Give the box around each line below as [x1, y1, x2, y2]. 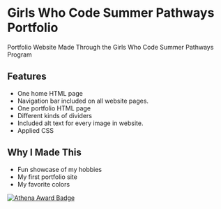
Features [7, 71, 47, 82]
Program [7, 50, 33, 59]
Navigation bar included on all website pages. [17, 96, 148, 105]
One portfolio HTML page [17, 103, 91, 113]
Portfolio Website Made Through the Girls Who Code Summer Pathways [7, 43, 214, 51]
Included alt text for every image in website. [17, 119, 144, 127]
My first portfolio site [17, 173, 78, 181]
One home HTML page [17, 89, 84, 97]
